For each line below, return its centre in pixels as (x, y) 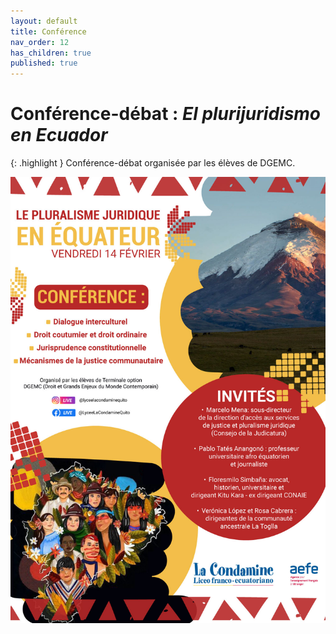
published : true (44, 63)
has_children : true (51, 53)
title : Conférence (48, 31)
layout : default (44, 21)
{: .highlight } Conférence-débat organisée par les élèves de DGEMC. (153, 163)
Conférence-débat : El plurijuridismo (166, 114)
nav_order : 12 (40, 42)
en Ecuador (59, 135)
